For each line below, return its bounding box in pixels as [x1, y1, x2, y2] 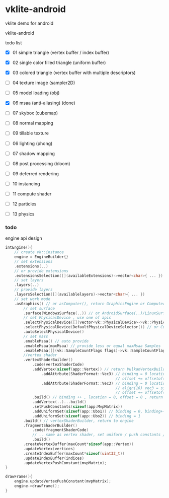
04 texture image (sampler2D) [12, 80, 75, 86]
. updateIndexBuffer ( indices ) [23, 456, 84, 461]
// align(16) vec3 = [115, 385, 158, 391]
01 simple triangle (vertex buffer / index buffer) [12, 49, 110, 55]
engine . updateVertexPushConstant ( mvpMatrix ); [14, 479, 112, 484]
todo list [5, 39, 22, 46]
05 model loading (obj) [12, 90, 60, 96]
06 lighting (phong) [12, 140, 53, 147]
